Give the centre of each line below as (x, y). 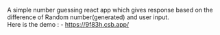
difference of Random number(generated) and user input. (88, 17)
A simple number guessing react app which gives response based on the (110, 10)
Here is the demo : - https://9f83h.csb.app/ (68, 24)
